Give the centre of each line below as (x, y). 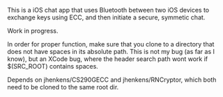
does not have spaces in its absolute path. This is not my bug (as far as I (111, 52)
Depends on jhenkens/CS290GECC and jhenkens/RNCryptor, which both (112, 80)
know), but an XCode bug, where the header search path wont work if (108, 59)
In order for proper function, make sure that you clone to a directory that (111, 44)
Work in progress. (33, 31)
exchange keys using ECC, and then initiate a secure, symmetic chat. (106, 17)
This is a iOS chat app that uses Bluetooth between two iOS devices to (108, 10)
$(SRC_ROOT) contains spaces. (53, 66)
